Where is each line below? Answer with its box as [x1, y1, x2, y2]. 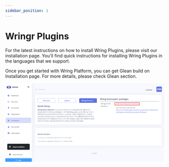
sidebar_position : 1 [5, 8, 49, 13]
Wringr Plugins [5, 30, 69, 42]
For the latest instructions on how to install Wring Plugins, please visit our [5, 47, 157, 53]
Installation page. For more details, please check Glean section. [5, 73, 137, 79]
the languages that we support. [5, 58, 71, 64]
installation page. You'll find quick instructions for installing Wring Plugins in [5, 52, 163, 59]
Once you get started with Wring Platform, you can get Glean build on [5, 68, 150, 74]
